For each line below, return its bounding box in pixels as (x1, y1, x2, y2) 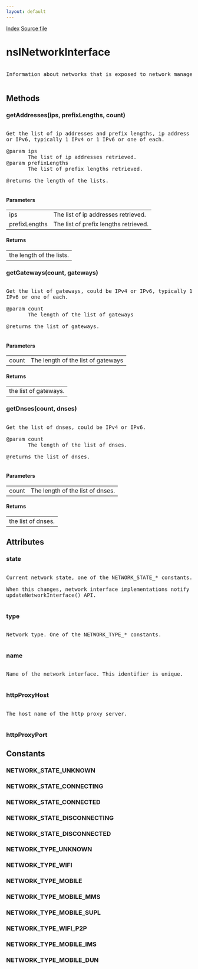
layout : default (6, 8, 46, 15)
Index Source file (6, 25, 47, 32)
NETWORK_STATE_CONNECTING (6, 782, 104, 790)
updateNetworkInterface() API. (6, 591, 97, 598)
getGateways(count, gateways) (6, 269, 98, 277)
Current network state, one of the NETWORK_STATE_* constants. (6, 574, 193, 581)
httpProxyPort (6, 730, 48, 739)
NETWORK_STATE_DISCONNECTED (6, 829, 111, 838)
